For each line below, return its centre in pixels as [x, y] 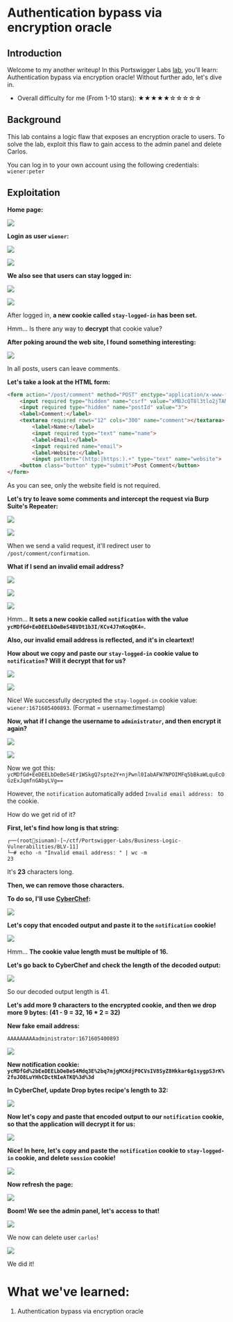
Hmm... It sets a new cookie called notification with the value [98, 619]
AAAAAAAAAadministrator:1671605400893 [63, 1039]
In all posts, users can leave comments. [63, 368]
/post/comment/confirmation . [49, 553]
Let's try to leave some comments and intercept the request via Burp [108, 499]
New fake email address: [43, 1026]
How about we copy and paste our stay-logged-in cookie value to [103, 653]
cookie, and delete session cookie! [65, 1158]
